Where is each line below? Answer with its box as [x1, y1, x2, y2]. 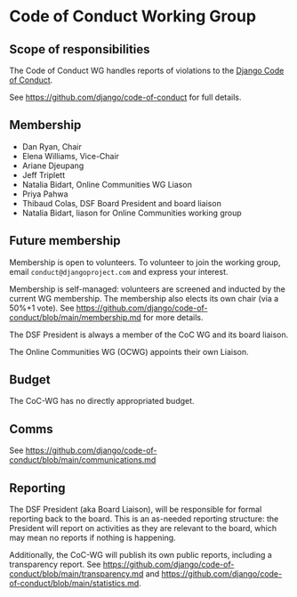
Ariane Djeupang [21, 160, 84, 171]
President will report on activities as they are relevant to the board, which [9, 523, 277, 534]
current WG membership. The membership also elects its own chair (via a [9, 293, 279, 303]
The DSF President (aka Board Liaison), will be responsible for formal [9, 504, 262, 515]
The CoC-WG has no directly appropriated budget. [9, 396, 195, 407]
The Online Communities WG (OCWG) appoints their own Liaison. [9, 346, 249, 357]
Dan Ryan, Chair [21, 141, 82, 152]
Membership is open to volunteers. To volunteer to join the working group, [9, 256, 281, 268]
